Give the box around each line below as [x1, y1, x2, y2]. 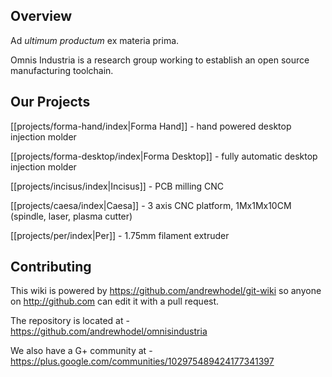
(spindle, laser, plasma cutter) [10, 210, 133, 222]
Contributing [10, 259, 92, 276]
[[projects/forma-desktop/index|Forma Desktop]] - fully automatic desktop [10, 150, 318, 162]
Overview [10, 8, 73, 25]
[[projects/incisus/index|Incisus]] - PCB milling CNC [10, 180, 225, 192]
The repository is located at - [10, 315, 130, 327]
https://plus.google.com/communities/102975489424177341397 [10, 355, 275, 368]
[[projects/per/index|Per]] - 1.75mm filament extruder [10, 229, 230, 241]
